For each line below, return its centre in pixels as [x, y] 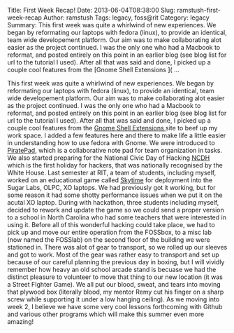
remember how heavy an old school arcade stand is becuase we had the [112, 270]
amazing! [20, 321]
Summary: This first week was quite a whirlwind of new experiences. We [112, 25]
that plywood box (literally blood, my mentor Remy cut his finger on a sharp [116, 292]
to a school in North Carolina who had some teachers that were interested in [117, 217]
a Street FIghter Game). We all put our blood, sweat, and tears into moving [114, 284]
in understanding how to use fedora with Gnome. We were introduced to [111, 143]
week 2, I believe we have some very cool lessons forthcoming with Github [115, 307]
